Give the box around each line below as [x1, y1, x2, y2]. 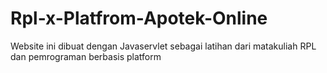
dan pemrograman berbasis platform [10, 50, 162, 62]
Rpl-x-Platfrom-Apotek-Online [10, 7, 268, 30]
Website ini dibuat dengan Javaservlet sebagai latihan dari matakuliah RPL [10, 40, 317, 52]
